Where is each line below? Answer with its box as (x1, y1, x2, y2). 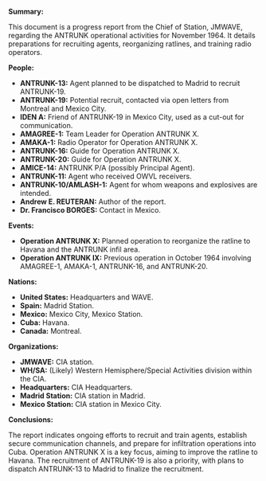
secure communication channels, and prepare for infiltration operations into (8, 439, 256, 448)
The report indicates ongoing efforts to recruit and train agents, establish (8, 430, 248, 440)
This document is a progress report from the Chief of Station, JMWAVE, (8, 22, 243, 31)
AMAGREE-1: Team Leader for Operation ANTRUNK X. (19, 129, 200, 139)
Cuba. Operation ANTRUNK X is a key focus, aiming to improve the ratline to (8, 448, 258, 456)
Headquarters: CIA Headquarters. (19, 382, 133, 392)
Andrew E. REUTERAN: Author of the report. (19, 197, 166, 206)
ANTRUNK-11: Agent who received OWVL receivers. (19, 171, 193, 181)
